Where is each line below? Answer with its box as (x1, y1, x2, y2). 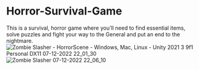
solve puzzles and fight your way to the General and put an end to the (6, 30, 180, 38)
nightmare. (6, 37, 33, 44)
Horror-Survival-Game (6, 4, 123, 18)
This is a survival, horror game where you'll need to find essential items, (6, 24, 186, 31)
